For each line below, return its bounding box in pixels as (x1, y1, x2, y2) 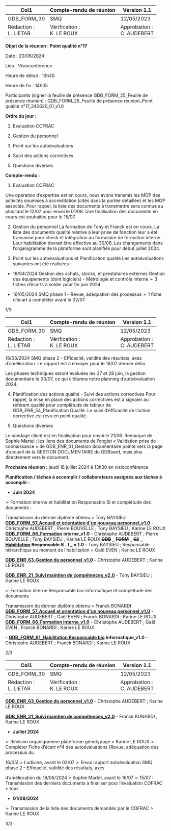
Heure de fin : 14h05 (5, 83, 48, 88)
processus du (5, 749, 34, 756)
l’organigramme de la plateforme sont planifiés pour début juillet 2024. (12, 245, 160, 251)
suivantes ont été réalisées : (12, 261, 72, 267)
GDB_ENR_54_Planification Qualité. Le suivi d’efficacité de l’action (12, 408, 151, 413)
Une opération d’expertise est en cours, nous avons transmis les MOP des (5, 192, 160, 198)
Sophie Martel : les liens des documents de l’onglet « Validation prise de (5, 438, 156, 444)
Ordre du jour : (5, 113, 37, 119)
